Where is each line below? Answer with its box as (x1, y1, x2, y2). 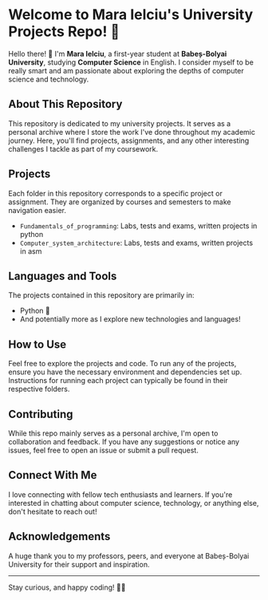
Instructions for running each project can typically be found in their (8, 376, 229, 385)
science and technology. (8, 74, 89, 84)
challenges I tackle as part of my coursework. (8, 144, 158, 153)
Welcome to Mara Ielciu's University (8, 6, 254, 24)
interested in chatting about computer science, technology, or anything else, (8, 498, 259, 507)
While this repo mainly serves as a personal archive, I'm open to (8, 428, 219, 438)
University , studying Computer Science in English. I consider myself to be (8, 57, 254, 67)
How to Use (8, 337, 67, 351)
